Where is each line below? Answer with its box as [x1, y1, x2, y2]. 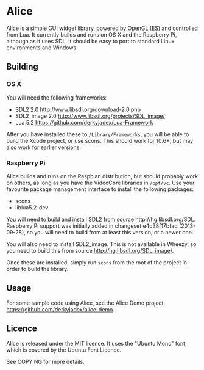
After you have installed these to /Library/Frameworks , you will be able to [6, 130, 189, 138]
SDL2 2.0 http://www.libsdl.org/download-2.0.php [15, 106, 141, 113]
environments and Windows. [6, 44, 78, 51]
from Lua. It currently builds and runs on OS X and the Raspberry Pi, [6, 31, 177, 38]
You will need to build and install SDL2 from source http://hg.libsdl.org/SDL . [6, 216, 196, 223]
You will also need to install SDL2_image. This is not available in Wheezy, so [6, 240, 197, 248]
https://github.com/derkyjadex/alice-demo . [6, 305, 114, 313]
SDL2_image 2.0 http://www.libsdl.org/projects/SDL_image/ [15, 112, 166, 120]
